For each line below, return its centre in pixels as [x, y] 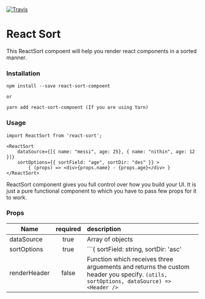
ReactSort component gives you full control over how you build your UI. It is [101, 184]
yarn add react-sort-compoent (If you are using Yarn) [77, 108]
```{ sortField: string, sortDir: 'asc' [134, 249]
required [68, 229]
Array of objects [110, 239]
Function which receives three [130, 259]
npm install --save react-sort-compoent [59, 86]
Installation [23, 73]
